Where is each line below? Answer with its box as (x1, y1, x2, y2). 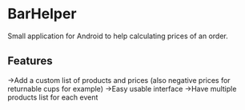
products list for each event (7, 92, 98, 102)
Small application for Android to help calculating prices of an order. (7, 31, 229, 41)
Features (7, 54, 53, 68)
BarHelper (7, 5, 77, 23)
